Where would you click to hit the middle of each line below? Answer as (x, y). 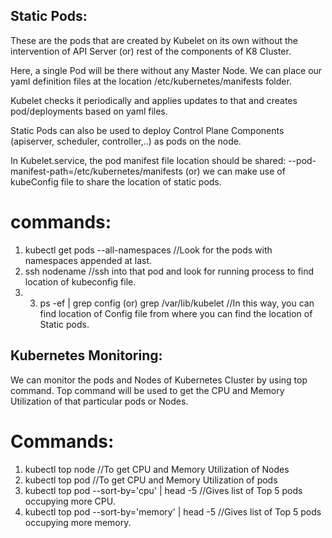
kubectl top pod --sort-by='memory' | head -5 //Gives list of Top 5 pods (173, 511)
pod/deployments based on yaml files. (89, 111)
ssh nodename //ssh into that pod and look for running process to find (169, 271)
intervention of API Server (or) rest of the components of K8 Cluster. (151, 51)
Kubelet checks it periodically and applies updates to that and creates (154, 100)
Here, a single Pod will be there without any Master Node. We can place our (166, 70)
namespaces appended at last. (88, 260)
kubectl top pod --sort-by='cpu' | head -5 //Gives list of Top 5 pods (163, 490)
